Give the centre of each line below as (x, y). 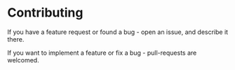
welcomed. (23, 60)
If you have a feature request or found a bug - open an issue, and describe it (118, 32)
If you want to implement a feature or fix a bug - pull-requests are (102, 53)
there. (16, 39)
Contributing (45, 13)
